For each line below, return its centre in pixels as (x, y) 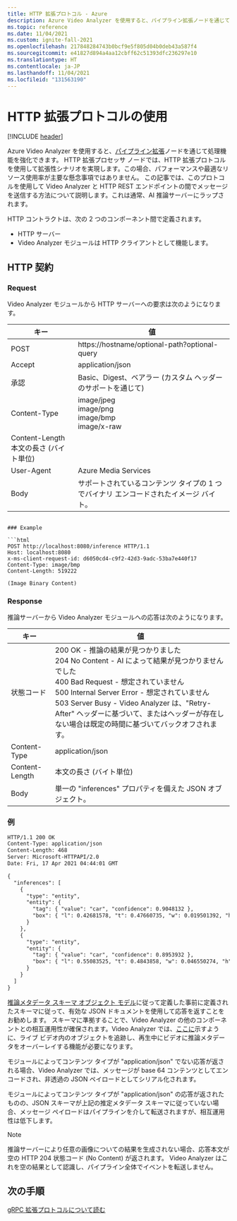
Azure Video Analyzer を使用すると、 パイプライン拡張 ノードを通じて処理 (114, 151)
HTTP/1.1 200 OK (31, 837)
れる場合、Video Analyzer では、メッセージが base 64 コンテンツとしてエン (118, 1070)
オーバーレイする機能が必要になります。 (78, 1046)
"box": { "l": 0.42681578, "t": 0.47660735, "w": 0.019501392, (127, 916)
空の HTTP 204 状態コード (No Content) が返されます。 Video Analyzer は (115, 1157)
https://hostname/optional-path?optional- (148, 344)
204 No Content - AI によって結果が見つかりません (140, 661)
